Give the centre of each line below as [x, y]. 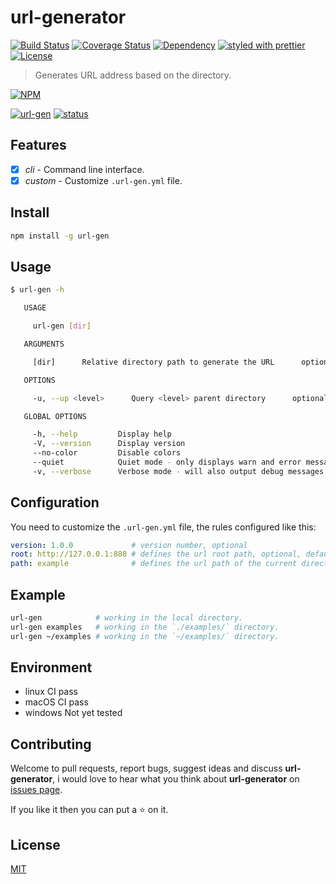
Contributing [51, 744]
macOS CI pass [56, 702]
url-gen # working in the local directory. [127, 618]
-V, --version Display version [109, 444]
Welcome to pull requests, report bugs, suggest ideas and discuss [146, 768]
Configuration [55, 502]
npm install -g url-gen [60, 236]
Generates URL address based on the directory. [133, 75]
